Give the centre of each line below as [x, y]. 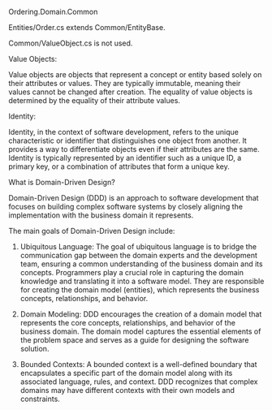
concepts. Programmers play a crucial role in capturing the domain [132, 272]
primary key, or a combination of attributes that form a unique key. [119, 166]
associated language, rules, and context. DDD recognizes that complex [139, 382]
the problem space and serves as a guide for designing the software [134, 340]
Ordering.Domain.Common [53, 12]
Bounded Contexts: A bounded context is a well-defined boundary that [138, 364]
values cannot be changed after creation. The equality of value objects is [131, 92]
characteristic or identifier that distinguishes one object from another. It [128, 140]
